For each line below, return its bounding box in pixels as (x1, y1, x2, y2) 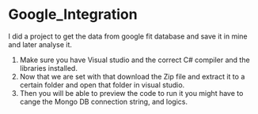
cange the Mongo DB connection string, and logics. (19, 97, 188, 106)
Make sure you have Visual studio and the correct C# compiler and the (19, 55, 251, 64)
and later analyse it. (8, 39, 73, 49)
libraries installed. (19, 63, 78, 72)
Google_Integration (8, 6, 138, 24)
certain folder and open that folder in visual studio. (19, 80, 185, 90)
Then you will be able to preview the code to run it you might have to (19, 88, 244, 97)
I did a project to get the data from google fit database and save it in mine (8, 31, 248, 41)
